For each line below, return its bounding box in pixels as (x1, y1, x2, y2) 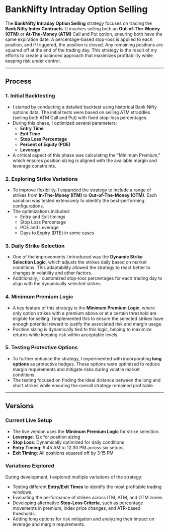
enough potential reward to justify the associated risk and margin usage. (12, 321, 162, 327)
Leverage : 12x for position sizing (12, 434, 80, 440)
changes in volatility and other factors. (12, 270, 93, 276)
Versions (5, 402, 34, 410)
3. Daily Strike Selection (5, 242, 65, 249)
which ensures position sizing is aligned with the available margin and (12, 157, 157, 164)
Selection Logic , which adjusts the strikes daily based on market (12, 259, 147, 265)
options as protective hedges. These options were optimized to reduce (12, 361, 160, 367)
